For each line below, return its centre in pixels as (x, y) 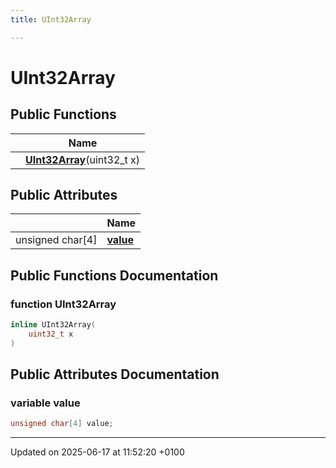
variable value (45, 403)
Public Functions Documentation (114, 275)
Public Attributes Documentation (115, 374)
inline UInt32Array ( (53, 325)
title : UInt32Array (51, 19)
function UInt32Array (63, 304)
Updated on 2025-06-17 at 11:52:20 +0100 (97, 452)
